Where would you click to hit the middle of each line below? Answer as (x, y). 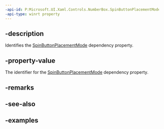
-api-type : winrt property (32, 14)
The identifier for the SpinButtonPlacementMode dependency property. (77, 72)
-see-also (20, 104)
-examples (22, 121)
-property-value (30, 60)
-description (24, 34)
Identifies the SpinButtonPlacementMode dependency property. (69, 45)
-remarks (20, 88)
